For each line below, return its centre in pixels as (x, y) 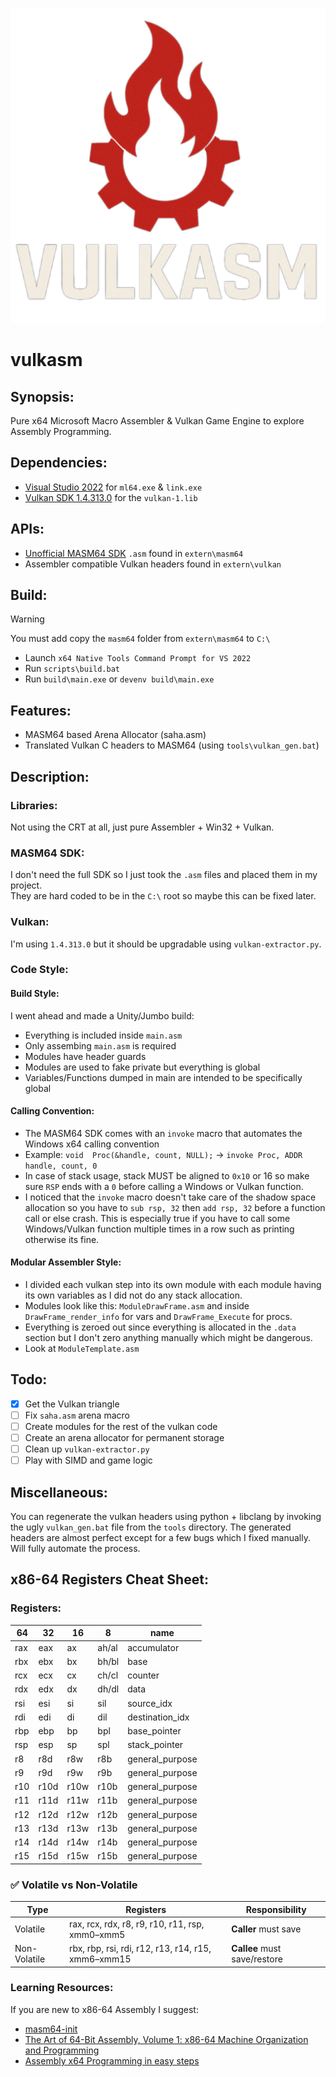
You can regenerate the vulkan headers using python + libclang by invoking (166, 1517)
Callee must (256, 1949)
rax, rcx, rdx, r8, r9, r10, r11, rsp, (136, 1924)
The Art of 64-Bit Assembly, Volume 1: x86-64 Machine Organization (166, 2039)
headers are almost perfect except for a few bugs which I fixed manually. (160, 1538)
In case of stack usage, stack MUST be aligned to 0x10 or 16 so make (167, 1175)
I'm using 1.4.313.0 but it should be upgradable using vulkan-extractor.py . (166, 944)
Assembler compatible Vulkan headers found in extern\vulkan (153, 564)
